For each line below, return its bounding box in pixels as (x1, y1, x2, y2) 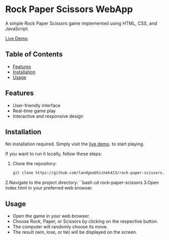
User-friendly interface (12, 102, 61, 108)
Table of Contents (5, 50, 63, 59)
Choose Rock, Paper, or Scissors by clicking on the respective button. (12, 218, 158, 224)
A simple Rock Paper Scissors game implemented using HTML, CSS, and (5, 20, 157, 26)
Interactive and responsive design (12, 113, 83, 119)
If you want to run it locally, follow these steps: (5, 151, 102, 157)
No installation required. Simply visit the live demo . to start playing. (5, 141, 145, 147)
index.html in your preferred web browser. (5, 185, 93, 191)
